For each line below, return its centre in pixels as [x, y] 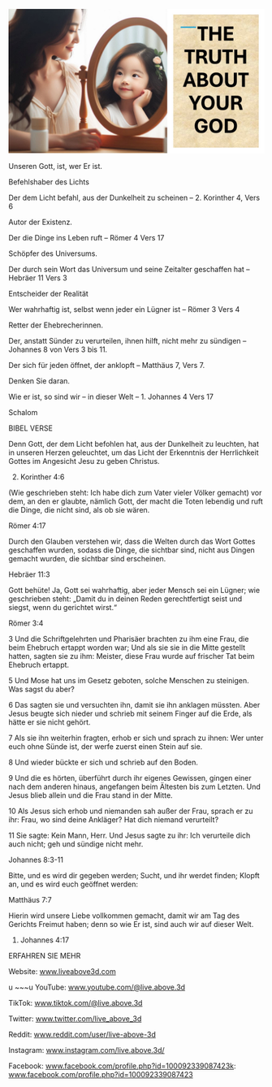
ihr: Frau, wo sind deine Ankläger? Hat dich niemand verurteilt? [114, 819]
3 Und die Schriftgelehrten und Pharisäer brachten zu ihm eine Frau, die [129, 639]
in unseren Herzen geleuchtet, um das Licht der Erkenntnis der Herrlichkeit [134, 453]
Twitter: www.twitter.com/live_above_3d [75, 1018]
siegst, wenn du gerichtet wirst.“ [63, 607]
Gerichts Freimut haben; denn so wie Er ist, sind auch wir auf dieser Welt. [131, 924]
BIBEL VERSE [30, 428]
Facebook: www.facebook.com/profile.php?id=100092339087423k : [123, 1066]
